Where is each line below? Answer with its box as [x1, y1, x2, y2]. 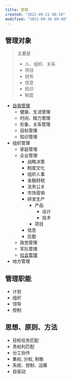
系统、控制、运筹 [12, 362, 48, 368]
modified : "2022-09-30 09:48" [5, 16, 68, 21]
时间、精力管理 [19, 115, 51, 121]
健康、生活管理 [19, 109, 51, 115]
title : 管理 [5, 7, 28, 12]
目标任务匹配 [12, 337, 39, 343]
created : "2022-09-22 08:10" [5, 12, 66, 17]
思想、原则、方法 [5, 323, 58, 332]
